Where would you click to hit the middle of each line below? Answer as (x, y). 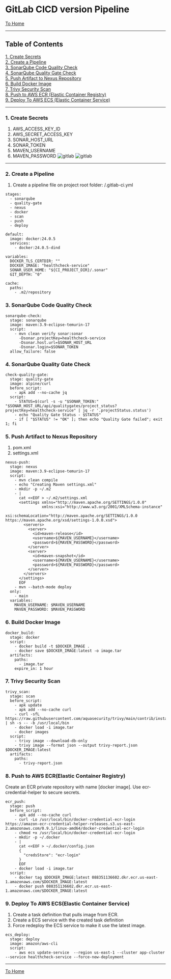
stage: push (23, 806)
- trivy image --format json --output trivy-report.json (76, 745)
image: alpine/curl (31, 384)
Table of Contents (34, 44)
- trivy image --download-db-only (51, 741)
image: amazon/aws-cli (34, 944)
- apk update (28, 705)
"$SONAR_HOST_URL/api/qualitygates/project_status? (61, 406)
